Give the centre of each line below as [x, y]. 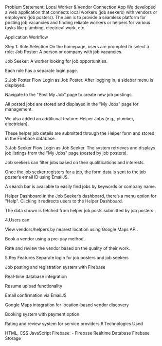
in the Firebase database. [30, 138]
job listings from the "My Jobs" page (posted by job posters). [66, 153]
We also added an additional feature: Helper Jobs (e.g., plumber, [70, 118]
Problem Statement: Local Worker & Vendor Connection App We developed [81, 7]
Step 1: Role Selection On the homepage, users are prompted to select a [77, 46]
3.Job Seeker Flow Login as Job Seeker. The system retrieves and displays [80, 148]
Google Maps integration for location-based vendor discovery [67, 305]
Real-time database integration [36, 276]
